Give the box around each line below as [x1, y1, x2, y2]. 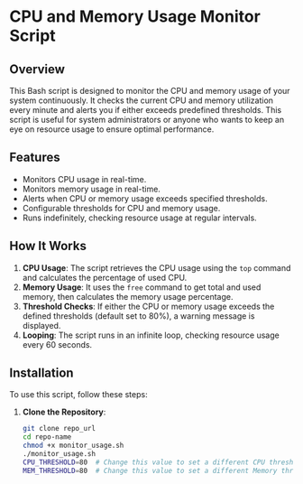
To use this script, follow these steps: [9, 389, 148, 400]
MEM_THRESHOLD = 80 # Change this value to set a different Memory [22, 466, 278, 475]
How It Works [9, 238, 87, 254]
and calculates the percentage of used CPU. [22, 272, 188, 283]
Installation [9, 366, 74, 381]
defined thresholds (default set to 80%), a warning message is [22, 310, 255, 321]
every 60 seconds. [22, 339, 93, 349]
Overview [9, 61, 66, 77]
